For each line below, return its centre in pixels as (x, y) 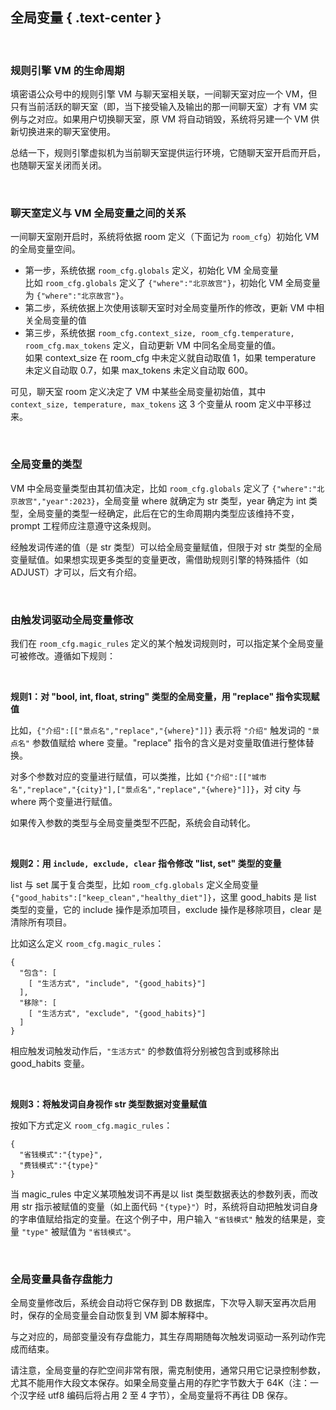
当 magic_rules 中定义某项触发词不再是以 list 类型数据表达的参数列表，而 (160, 1194)
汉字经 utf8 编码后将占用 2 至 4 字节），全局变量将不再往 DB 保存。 (155, 1395)
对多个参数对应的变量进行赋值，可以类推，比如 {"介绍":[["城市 (138, 776)
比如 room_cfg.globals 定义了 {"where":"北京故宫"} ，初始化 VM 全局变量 (172, 283)
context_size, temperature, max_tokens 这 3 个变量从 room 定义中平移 (156, 404)
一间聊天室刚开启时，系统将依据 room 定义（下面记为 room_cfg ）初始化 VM (165, 237)
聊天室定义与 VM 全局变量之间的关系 (98, 213)
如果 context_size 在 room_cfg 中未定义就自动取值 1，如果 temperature (170, 358)
